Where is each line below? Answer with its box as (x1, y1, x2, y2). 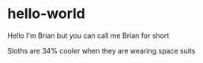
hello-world (7, 5, 86, 23)
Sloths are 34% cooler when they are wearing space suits (7, 46, 196, 55)
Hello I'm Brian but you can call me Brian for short (7, 31, 170, 40)
